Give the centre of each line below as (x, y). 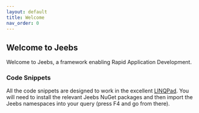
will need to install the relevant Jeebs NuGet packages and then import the (99, 97)
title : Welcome (25, 18)
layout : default (27, 12)
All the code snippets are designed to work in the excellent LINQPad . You (98, 91)
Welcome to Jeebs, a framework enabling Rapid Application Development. (99, 62)
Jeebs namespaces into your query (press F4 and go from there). (88, 104)
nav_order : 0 (23, 23)
